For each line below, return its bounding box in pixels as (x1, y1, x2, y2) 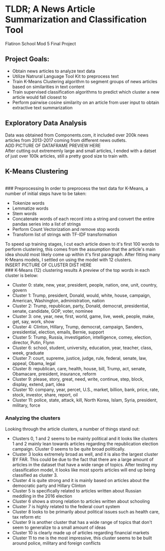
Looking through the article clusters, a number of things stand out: (5, 426, 140, 432)
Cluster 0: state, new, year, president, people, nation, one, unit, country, (12, 282, 158, 288)
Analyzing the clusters (5, 415, 61, 421)
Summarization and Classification (5, 14, 147, 25)
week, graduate (12, 350, 44, 356)
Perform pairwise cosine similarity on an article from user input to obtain (12, 99, 159, 105)
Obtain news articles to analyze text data (12, 68, 95, 74)
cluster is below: (5, 272, 38, 279)
